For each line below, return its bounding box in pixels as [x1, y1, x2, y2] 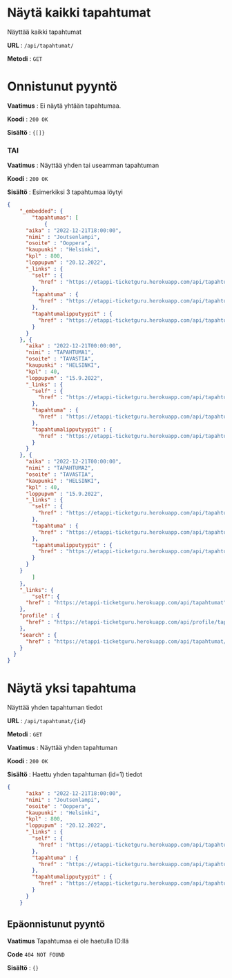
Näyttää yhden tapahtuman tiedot [7, 703, 103, 712]
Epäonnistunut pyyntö [7, 919, 106, 930]
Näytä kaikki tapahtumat [7, 5, 151, 21]
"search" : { [19, 631, 57, 638]
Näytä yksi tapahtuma [7, 680, 137, 696]
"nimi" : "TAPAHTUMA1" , [25, 349, 95, 356]
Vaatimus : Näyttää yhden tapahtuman [7, 744, 117, 752]
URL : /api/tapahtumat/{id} [7, 717, 86, 725]
